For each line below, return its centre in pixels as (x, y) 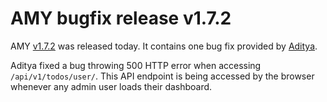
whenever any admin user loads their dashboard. (111, 86)
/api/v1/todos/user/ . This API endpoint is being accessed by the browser (162, 76)
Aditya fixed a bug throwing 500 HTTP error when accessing (136, 65)
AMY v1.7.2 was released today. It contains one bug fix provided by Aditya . (164, 46)
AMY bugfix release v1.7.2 (121, 18)
